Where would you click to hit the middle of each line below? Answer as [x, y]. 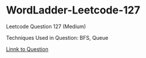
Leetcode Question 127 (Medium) [46, 26]
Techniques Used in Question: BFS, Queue [57, 37]
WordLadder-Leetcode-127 [73, 10]
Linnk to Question [27, 49]
